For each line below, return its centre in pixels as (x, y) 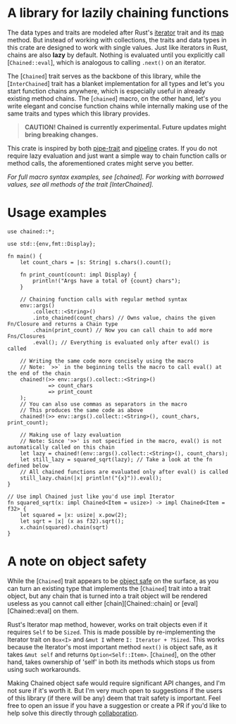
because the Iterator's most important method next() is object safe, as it (112, 647)
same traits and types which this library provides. (79, 113)
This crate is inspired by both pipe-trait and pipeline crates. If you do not (112, 148)
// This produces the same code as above (81, 410)
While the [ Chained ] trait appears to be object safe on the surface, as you (113, 581)
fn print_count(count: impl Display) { (79, 275)
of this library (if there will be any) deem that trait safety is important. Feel (114, 698)
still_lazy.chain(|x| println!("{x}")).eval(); (91, 478)
